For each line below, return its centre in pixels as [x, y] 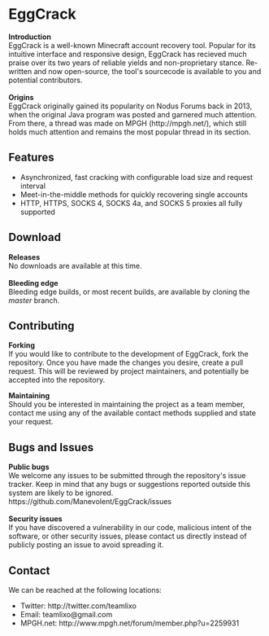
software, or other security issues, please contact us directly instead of [128, 536]
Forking [22, 345]
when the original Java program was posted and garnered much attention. [133, 114]
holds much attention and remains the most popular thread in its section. [130, 132]
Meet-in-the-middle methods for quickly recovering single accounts [134, 194]
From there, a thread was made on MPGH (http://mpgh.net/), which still [128, 123]
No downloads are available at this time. [75, 265]
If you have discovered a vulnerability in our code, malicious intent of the [130, 528]
